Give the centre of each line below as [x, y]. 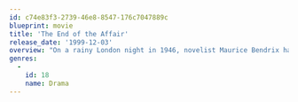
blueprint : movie [41, 26]
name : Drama [47, 83]
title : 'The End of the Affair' [69, 34]
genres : [24, 59]
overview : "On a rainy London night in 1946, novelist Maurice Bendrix [144, 51]
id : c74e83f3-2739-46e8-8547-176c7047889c [89, 17]
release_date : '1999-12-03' [61, 42]
